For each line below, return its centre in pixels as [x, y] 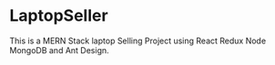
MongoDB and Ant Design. [59, 50]
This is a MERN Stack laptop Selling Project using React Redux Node [138, 41]
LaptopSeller [59, 16]
